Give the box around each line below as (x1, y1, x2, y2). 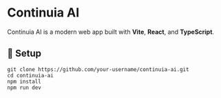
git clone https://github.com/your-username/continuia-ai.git (7, 66, 189, 73)
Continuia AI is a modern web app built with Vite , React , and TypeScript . (7, 28, 215, 36)
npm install (7, 78, 41, 85)
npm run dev (7, 84, 41, 91)
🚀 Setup (7, 48, 42, 59)
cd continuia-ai (7, 72, 54, 79)
